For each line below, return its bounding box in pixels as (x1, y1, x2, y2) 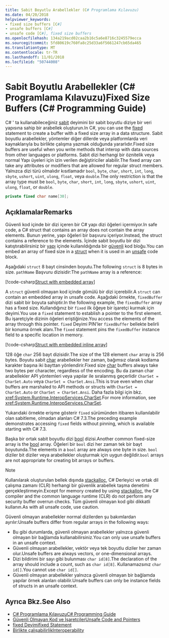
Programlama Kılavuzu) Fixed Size (5, 92, 150, 103)
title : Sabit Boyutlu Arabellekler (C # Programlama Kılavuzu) (5, 7, 139, 13)
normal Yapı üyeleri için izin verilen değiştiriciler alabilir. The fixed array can (5, 157, 161, 163)
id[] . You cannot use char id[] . (12, 566, 78, 573)
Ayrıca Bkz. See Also (5, 597, 71, 606)
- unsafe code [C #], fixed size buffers (5, 31, 92, 36)
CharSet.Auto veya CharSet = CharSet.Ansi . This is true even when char (5, 378, 154, 384)
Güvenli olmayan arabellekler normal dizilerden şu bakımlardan (5, 513, 136, 520)
